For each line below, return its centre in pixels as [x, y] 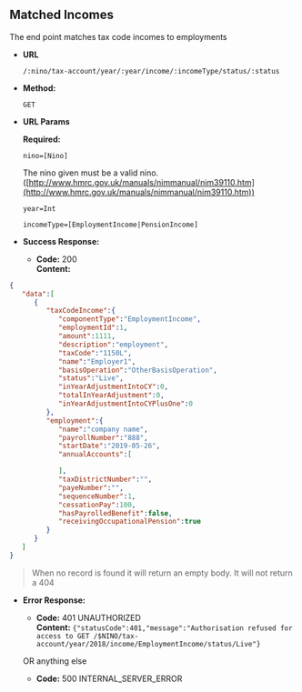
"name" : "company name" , [103, 429]
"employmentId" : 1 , [93, 328]
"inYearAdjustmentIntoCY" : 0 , [113, 387]
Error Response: [54, 600]
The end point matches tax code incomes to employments [118, 36]
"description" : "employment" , [113, 345]
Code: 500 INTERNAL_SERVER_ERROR [109, 678]
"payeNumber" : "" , [91, 487]
